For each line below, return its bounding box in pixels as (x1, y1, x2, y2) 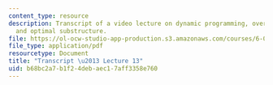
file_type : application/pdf (8, 42, 104, 50)
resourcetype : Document (8, 49, 89, 57)
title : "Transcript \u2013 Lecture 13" (8, 57, 144, 66)
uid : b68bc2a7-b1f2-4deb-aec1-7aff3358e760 (8, 65, 158, 73)
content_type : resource (8, 11, 89, 20)
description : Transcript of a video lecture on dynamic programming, (8, 19, 249, 28)
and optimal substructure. (15, 27, 107, 35)
